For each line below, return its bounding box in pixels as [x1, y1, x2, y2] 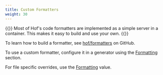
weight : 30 [5, 12, 28, 17]
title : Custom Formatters [5, 7, 58, 12]
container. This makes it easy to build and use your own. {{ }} [5, 30, 129, 36]
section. [5, 54, 22, 60]
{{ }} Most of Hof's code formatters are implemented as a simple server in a [5, 25, 159, 31]
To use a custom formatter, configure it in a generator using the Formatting [5, 50, 158, 55]
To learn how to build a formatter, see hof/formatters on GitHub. [5, 40, 135, 46]
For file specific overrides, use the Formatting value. [5, 64, 111, 70]
